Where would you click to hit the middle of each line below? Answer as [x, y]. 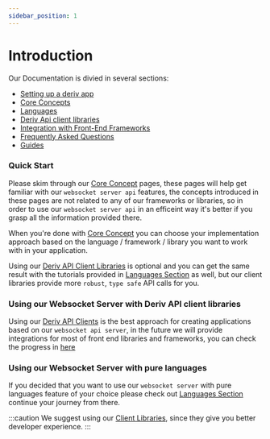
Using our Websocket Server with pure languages [108, 368]
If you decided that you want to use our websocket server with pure [120, 385]
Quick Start [31, 166]
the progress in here [42, 347]
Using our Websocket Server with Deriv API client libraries [125, 304]
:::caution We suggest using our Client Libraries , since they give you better [132, 418]
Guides [32, 145]
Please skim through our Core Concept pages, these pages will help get [128, 183]
